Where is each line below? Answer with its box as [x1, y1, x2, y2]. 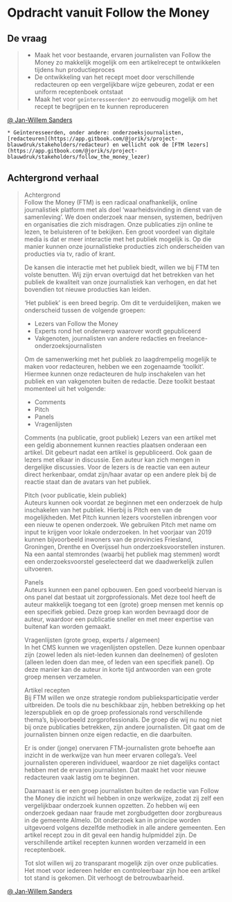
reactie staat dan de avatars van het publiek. [24, 477, 151, 486]
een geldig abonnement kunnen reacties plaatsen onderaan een [24, 440, 207, 449]
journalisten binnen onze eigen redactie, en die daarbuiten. [24, 730, 193, 738]
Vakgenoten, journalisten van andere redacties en [34, 334, 177, 342]
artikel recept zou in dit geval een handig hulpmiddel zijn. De [24, 831, 197, 839]
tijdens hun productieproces [34, 66, 116, 73]
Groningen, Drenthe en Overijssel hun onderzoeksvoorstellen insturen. [24, 542, 226, 550]
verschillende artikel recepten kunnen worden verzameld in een [24, 838, 206, 847]
